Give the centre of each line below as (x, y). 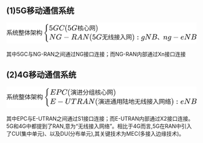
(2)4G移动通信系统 (41, 75)
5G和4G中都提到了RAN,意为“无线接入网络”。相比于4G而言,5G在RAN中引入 (99, 126)
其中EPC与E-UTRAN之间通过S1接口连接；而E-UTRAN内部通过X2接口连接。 (100, 119)
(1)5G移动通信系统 (40, 11)
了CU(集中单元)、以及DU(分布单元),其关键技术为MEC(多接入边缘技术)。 (95, 134)
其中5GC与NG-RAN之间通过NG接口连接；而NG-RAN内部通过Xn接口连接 (96, 54)
